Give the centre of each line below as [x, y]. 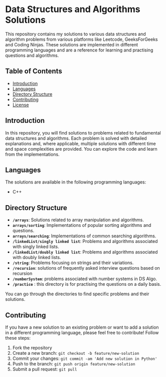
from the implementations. [32, 154]
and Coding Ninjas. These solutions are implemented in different [72, 44]
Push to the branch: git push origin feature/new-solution [74, 364]
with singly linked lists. [36, 247]
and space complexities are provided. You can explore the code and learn [81, 149]
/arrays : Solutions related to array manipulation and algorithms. [78, 220]
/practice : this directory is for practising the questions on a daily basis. [87, 284]
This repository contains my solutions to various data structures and [76, 34]
